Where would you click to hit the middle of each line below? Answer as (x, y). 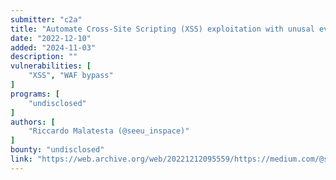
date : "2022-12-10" (51, 38)
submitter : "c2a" (46, 19)
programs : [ (35, 94)
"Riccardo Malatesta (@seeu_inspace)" (109, 131)
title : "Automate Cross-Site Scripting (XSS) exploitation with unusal (162, 29)
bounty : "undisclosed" (57, 150)
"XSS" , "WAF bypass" (71, 76)
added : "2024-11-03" (53, 47)
